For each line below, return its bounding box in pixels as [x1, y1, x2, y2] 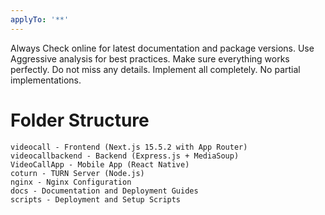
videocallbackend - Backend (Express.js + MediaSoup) [10, 151, 240, 161]
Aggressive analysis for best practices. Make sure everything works [10, 52, 290, 65]
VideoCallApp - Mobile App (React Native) [10, 159, 190, 170]
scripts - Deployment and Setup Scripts [10, 194, 182, 205]
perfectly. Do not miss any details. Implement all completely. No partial [10, 63, 301, 75]
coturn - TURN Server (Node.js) [10, 168, 145, 178]
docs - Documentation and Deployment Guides [10, 186, 199, 196]
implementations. [10, 74, 82, 86]
